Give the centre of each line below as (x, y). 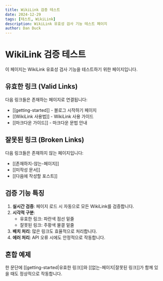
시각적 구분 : (24, 212)
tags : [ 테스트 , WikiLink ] (30, 19)
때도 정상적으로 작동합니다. (36, 274)
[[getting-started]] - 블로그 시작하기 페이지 (54, 110)
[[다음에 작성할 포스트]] (35, 176)
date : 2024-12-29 (23, 14)
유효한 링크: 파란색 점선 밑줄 (47, 219)
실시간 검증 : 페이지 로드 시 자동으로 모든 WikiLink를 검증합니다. (73, 206)
